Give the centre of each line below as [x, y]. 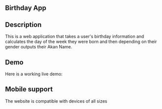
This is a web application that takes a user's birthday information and [75, 37]
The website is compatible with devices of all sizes [56, 101]
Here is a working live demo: [34, 74]
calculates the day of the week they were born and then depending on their [81, 42]
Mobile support [29, 89]
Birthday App [26, 8]
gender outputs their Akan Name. [39, 47]
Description [23, 25]
